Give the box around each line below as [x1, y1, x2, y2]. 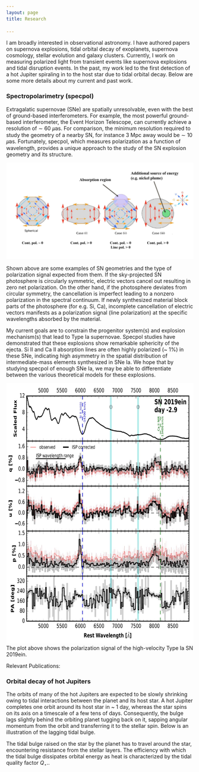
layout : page [6, 10, 39, 15]
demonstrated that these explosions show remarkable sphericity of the [6, 340, 179, 347]
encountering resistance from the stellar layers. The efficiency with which [6, 746, 187, 754]
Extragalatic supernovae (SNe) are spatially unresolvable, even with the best [6, 105, 193, 113]
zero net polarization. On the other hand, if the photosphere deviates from [6, 284, 187, 291]
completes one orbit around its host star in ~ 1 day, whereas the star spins [6, 703, 187, 710]
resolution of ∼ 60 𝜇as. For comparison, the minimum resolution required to [6, 124, 191, 132]
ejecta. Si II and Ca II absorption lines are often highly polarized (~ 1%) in [6, 345, 184, 353]
